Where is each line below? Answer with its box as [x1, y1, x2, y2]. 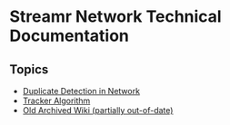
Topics [9, 62, 49, 77]
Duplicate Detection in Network [22, 86, 141, 96]
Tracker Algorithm [22, 95, 91, 106]
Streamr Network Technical [9, 6, 222, 27]
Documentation [9, 25, 130, 46]
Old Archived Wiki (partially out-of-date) [22, 105, 174, 115]
